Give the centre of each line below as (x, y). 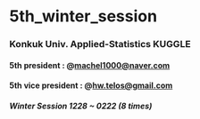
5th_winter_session (83, 16)
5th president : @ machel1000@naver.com (90, 65)
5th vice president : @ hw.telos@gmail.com (91, 85)
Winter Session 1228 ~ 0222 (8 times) (81, 106)
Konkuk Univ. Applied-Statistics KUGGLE (100, 44)
